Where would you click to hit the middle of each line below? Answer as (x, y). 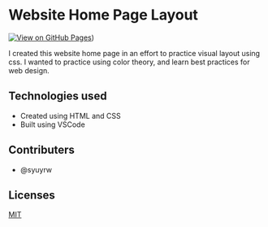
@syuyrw (36, 169)
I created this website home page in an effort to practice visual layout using (134, 53)
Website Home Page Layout (104, 15)
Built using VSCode (52, 124)
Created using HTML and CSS (70, 116)
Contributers (42, 150)
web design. (29, 70)
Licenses (32, 195)
